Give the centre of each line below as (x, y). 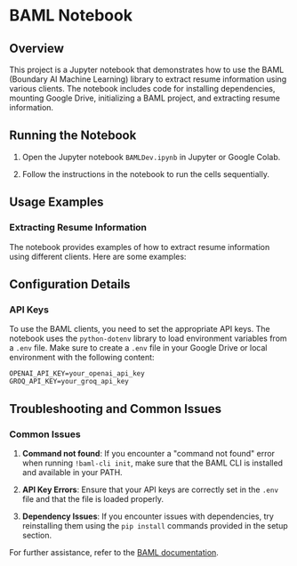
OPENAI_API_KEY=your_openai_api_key (77, 374)
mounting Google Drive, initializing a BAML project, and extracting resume (144, 98)
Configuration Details (70, 284)
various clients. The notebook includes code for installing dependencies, (142, 89)
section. (37, 535)
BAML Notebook (71, 16)
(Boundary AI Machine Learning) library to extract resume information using (148, 79)
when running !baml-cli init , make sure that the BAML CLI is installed (152, 463)
